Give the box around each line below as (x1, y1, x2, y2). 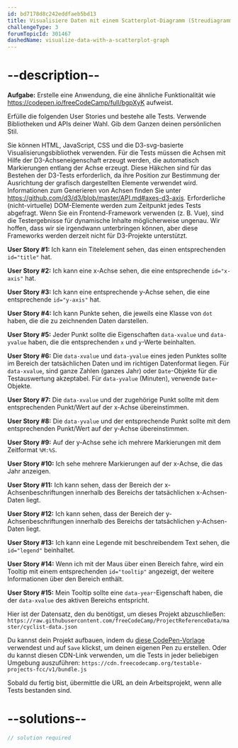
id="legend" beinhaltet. (7, 546, 76, 554)
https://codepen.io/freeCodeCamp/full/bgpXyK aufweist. (7, 99, 174, 107)
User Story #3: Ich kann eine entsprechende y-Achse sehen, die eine (7, 288, 210, 297)
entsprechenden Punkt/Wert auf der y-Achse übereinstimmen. (7, 424, 189, 433)
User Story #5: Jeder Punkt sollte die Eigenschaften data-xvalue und (7, 331, 210, 339)
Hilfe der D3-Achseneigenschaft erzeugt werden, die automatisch (7, 156, 200, 165)
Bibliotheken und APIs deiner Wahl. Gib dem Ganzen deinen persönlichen (7, 120, 222, 128)
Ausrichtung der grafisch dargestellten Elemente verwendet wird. (7, 179, 198, 187)
